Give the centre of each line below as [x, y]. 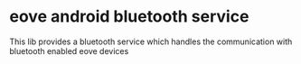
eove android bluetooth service [129, 17]
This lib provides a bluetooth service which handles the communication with [151, 41]
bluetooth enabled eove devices [69, 50]
